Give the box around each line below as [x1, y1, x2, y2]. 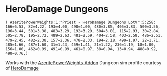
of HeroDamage [5, 65, 39, 71]
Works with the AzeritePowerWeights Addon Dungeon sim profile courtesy [5, 59, 162, 66]
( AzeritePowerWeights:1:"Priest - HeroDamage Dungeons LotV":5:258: [5, 20, 156, 25]
